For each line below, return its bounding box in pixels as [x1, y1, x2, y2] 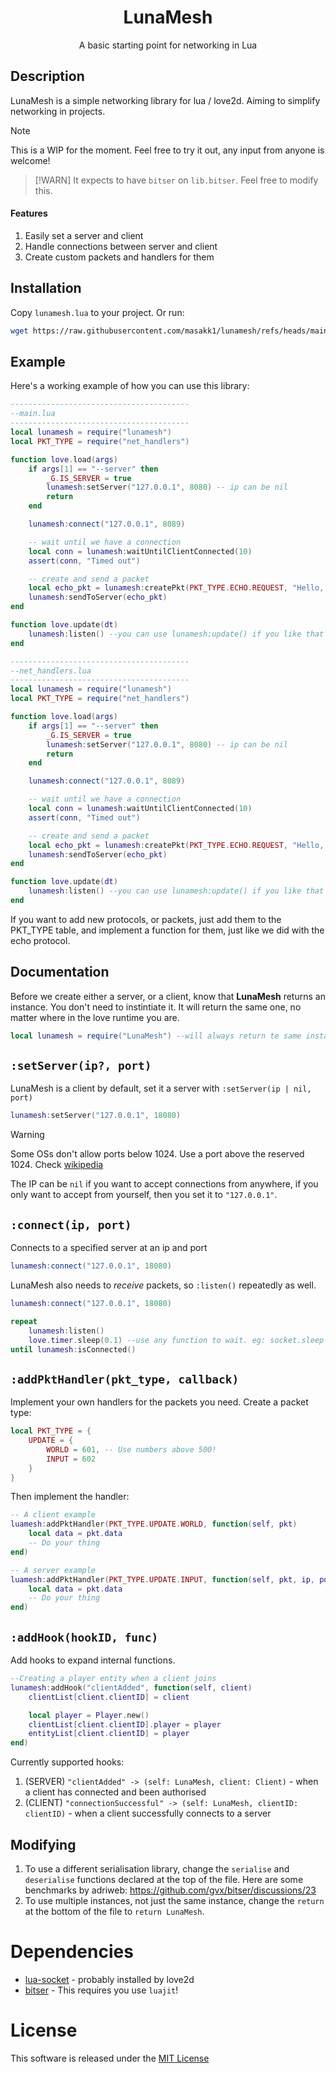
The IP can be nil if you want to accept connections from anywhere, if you [10, 1178, 319, 1190]
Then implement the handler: [10, 1491, 130, 1503]
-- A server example [10, 1565, 97, 1575]
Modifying [10, 1836, 77, 1853]
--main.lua [10, 409, 56, 419]
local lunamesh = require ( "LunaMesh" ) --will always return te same [10, 1031, 302, 1041]
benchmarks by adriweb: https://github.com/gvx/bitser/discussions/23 [24, 1884, 317, 1896]
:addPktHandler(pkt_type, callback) [10, 1372, 240, 1386]
